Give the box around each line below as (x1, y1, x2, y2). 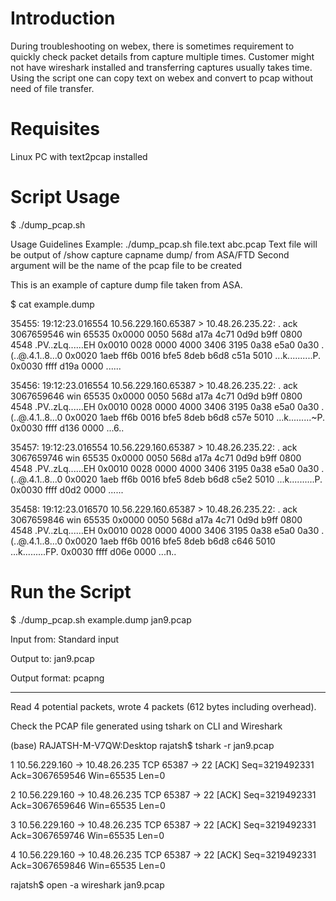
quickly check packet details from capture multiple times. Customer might (10, 50, 315, 62)
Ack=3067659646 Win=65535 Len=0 (10, 799, 166, 811)
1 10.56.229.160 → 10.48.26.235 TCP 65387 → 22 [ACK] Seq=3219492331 (10, 758, 315, 771)
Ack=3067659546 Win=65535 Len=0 (10, 769, 166, 781)
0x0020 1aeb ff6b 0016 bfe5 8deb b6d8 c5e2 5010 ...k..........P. (64, 473, 323, 485)
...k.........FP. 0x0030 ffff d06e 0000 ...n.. (10, 545, 177, 557)
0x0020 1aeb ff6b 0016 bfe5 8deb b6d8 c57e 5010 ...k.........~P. (64, 411, 326, 423)
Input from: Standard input (10, 633, 120, 645)
